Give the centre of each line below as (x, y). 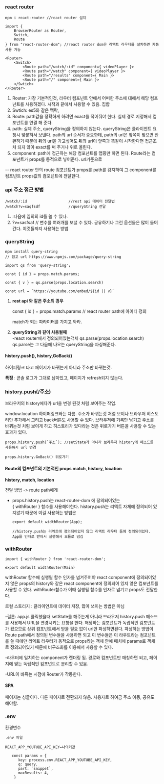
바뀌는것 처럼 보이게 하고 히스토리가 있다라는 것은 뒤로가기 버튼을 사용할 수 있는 (81, 426)
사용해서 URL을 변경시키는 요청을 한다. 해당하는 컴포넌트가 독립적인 (74, 622)
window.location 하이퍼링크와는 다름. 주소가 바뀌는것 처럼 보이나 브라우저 (75, 414)
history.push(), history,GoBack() (39, 356)
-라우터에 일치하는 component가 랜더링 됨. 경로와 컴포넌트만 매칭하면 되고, (77, 658)
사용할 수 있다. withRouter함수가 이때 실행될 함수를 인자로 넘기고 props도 (75, 589)
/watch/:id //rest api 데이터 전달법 (60, 201)
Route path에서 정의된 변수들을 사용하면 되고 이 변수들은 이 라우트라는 (72, 635)
